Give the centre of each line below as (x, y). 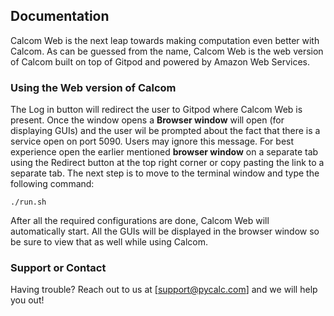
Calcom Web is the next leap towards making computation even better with (165, 40)
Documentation (60, 16)
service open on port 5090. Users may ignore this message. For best (152, 141)
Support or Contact (58, 268)
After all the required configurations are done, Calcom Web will (140, 221)
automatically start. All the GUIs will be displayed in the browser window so (165, 231)
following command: (52, 184)
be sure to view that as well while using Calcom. (109, 242)
